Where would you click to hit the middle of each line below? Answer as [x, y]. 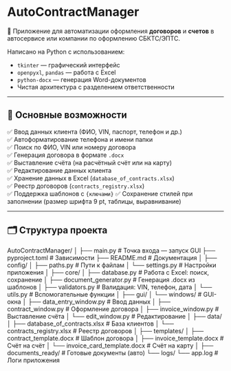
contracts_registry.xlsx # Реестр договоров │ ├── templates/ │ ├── [106, 330]
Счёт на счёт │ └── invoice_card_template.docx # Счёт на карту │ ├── [110, 346]
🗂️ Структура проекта [57, 230]
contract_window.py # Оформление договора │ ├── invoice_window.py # [113, 309]
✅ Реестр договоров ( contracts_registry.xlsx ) [76, 186]
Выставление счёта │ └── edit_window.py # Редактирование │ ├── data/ [114, 316]
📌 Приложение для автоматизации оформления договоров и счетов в [111, 31]
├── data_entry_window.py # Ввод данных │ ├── [99, 301]
